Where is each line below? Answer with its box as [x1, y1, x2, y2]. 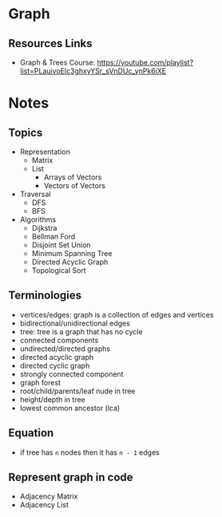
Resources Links [8, 37, 93, 50]
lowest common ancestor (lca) [19, 403, 121, 412]
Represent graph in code [8, 471, 133, 484]
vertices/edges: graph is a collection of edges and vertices [19, 310, 214, 319]
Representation [19, 147, 70, 156]
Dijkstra [31, 223, 57, 232]
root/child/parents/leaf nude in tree [19, 386, 136, 396]
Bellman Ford [31, 232, 76, 241]
